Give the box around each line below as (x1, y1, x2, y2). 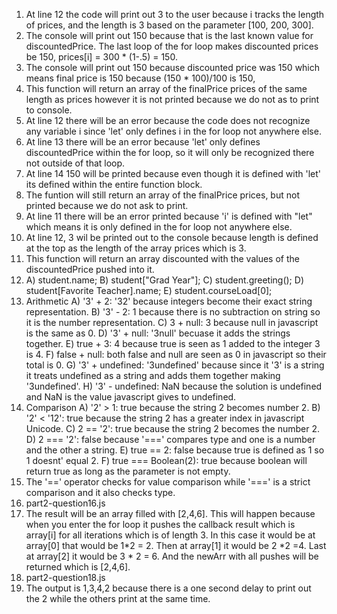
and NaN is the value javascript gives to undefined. (25, 391, 237, 403)
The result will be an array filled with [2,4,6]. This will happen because (25, 508, 316, 519)
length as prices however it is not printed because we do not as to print (25, 94, 320, 105)
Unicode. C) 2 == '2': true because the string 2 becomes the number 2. (25, 423, 320, 434)
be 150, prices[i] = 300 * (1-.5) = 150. (25, 51, 178, 63)
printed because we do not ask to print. (25, 200, 189, 211)
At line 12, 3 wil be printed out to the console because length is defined (25, 232, 319, 243)
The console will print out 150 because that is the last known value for (25, 30, 314, 41)
